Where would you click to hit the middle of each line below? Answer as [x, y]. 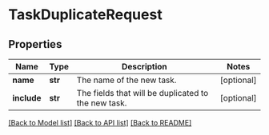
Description [145, 67]
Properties [35, 44]
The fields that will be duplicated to [143, 93]
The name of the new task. [126, 80]
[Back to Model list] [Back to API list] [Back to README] [100, 123]
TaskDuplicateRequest [85, 15]
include [27, 98]
